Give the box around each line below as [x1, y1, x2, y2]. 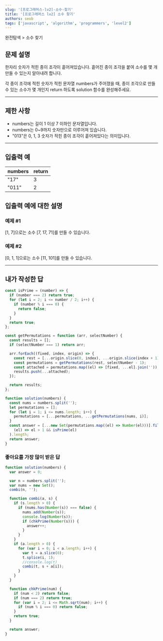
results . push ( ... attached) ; [14, 369, 70, 374]
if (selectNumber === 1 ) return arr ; [9, 342, 86, 347]
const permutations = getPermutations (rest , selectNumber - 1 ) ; [14, 360, 147, 365]
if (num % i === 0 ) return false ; [17, 604, 88, 609]
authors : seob [5, 16, 34, 21]
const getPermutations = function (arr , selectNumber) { [5, 333, 123, 339]
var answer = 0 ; [9, 470, 42, 474]
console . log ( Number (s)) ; [22, 514, 73, 519]
